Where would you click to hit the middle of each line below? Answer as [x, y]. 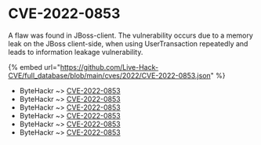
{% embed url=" [34, 67]
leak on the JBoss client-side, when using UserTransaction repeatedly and [128, 43]
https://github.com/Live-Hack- [109, 67]
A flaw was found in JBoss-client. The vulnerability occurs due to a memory [130, 35]
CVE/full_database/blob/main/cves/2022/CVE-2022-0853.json [110, 75]
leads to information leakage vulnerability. [76, 52]
